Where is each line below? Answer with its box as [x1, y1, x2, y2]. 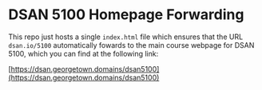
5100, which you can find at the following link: [8, 49, 159, 58]
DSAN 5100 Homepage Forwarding [8, 6, 244, 24]
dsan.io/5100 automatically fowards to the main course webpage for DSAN [8, 40, 255, 49]
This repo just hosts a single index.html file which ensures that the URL [8, 32, 244, 41]
